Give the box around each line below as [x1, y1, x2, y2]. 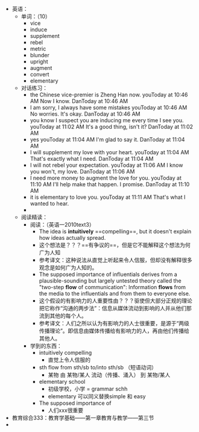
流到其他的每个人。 [39, 312, 87, 319]
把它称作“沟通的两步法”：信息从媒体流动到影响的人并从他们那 [39, 305, 192, 311]
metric [30, 45, 46, 52]
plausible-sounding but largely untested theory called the [39, 277, 182, 284]
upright [30, 58, 48, 65]
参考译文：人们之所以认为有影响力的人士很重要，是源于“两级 [39, 320, 190, 327]
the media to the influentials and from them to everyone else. [39, 290, 191, 297]
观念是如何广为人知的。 [39, 264, 98, 271]
